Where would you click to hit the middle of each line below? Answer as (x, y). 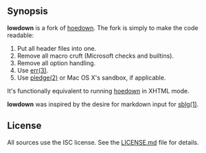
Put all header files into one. (57, 48)
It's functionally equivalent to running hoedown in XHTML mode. (99, 91)
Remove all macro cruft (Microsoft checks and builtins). (95, 56)
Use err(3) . (33, 70)
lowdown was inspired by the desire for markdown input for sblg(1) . (103, 104)
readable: (21, 35)
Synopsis (27, 11)
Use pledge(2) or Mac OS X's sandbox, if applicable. (91, 78)
